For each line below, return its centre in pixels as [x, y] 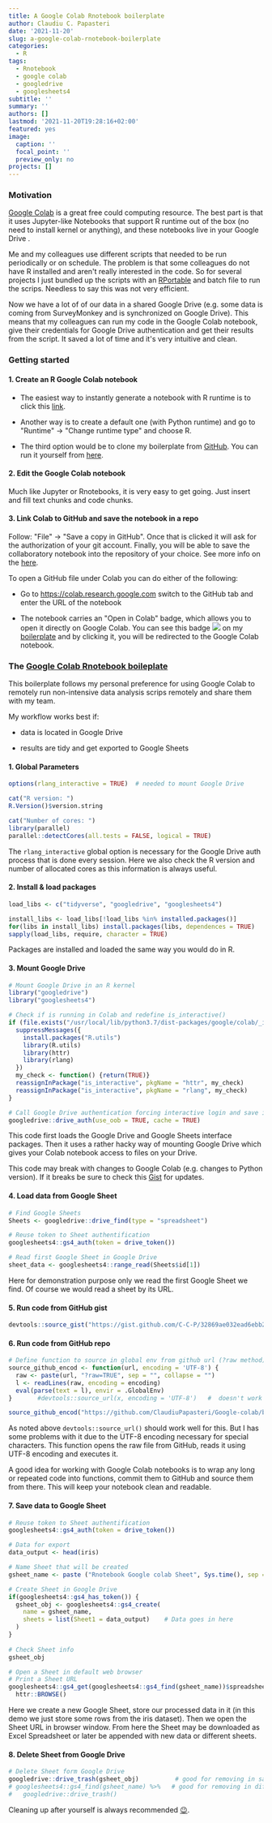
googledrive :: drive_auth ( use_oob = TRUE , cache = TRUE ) [104, 1120]
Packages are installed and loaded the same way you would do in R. [122, 949]
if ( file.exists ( [38, 1023]
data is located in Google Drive [71, 733]
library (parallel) [39, 828]
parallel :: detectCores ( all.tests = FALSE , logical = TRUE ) [110, 836]
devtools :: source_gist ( [49, 1325]
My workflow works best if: [54, 717]
